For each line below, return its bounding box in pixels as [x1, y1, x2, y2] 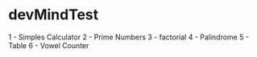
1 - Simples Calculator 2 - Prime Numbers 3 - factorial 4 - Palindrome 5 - [8, 32, 250, 42]
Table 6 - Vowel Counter [8, 40, 89, 50]
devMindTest [8, 6, 99, 24]
